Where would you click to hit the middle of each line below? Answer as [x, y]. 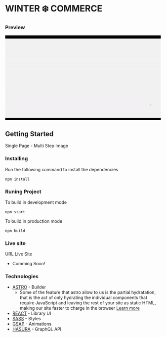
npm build [15, 231]
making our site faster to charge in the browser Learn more [80, 308]
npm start [15, 212]
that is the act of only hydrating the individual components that [83, 298]
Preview [15, 28]
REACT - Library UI [32, 313]
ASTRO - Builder [29, 287]
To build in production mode [34, 221]
